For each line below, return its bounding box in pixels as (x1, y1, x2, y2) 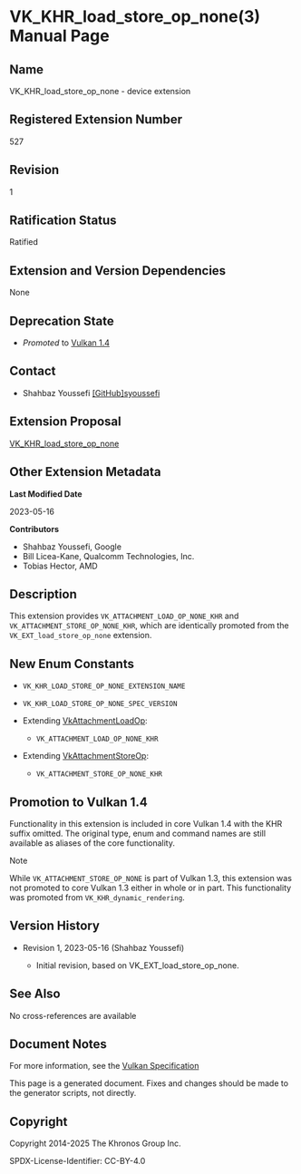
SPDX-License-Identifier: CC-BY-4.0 (9, 1156, 146, 1167)
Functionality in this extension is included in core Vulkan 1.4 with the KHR (9, 818, 283, 829)
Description (9, 587, 77, 602)
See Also (9, 986, 61, 1002)
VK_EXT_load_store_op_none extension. (9, 630, 152, 641)
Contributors (9, 523, 60, 534)
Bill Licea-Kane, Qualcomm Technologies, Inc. (22, 550, 195, 561)
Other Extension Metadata (9, 464, 161, 480)
